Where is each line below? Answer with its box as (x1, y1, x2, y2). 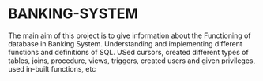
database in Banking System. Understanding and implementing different (8, 39, 242, 48)
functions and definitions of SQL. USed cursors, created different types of (8, 47, 249, 57)
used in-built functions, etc (8, 64, 96, 73)
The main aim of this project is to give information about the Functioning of (8, 31, 251, 40)
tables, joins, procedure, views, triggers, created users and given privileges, (8, 56, 255, 65)
